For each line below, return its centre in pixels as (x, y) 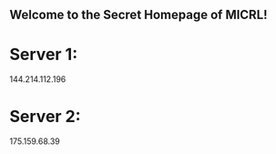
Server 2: (45, 116)
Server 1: (44, 54)
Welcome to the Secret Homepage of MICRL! (138, 15)
